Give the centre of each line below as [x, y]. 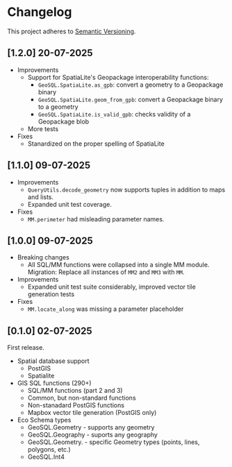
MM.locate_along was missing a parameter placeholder [106, 309]
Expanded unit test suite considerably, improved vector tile [111, 287]
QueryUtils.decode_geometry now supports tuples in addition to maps [126, 189]
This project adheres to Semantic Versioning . [72, 31]
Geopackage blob [64, 121]
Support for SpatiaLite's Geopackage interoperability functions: [118, 77]
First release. [26, 348]
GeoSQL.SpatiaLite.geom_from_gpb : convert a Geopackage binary [131, 99]
